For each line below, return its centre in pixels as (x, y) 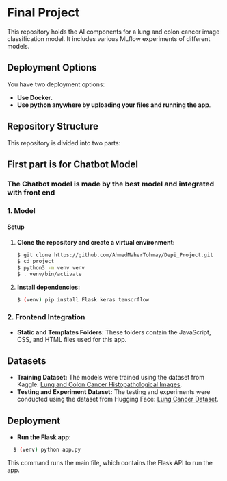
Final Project (43, 13)
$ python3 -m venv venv (51, 268)
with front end (31, 192)
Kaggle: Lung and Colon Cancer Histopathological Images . (99, 384)
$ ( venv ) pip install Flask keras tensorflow (83, 299)
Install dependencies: (49, 287)
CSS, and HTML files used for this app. (72, 339)
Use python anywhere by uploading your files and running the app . (114, 105)
